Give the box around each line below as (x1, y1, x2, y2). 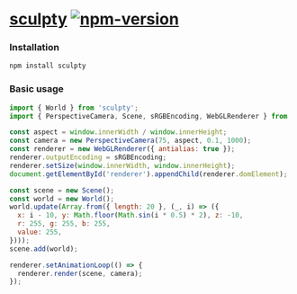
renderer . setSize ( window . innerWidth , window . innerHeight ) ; (9, 161, 236, 170)
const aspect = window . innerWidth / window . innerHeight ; (9, 128, 228, 137)
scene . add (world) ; (9, 244, 78, 254)
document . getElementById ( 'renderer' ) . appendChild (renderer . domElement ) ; (9, 169, 288, 179)
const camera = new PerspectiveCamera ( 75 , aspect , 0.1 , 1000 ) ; (9, 136, 252, 146)
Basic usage (9, 83, 65, 95)
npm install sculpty (9, 61, 87, 71)
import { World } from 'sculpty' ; (9, 103, 139, 112)
